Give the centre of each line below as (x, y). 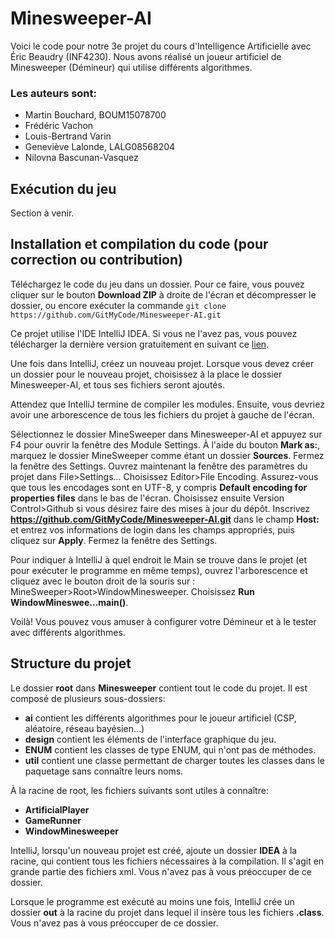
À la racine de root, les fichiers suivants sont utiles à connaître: (139, 790)
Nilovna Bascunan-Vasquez (81, 158)
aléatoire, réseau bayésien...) (84, 728)
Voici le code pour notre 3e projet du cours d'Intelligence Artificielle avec (161, 46)
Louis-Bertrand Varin (68, 136)
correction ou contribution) (96, 260)
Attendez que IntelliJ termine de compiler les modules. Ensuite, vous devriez (167, 404)
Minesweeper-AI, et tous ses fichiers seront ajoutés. (117, 384)
